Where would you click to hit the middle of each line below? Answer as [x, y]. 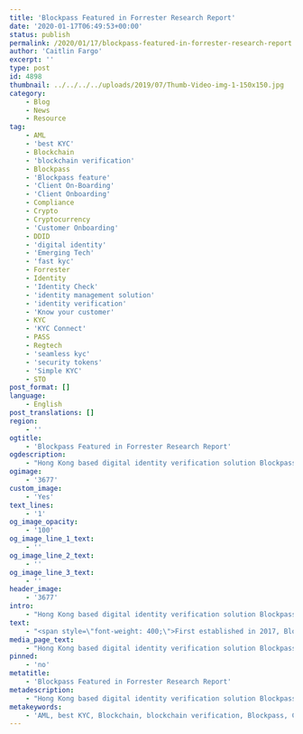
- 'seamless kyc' [58, 353]
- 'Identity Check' [62, 287]
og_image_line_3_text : [52, 572]
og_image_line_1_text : [52, 539]
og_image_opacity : [44, 522]
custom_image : [36, 488]
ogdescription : [38, 455]
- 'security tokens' [64, 362]
